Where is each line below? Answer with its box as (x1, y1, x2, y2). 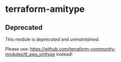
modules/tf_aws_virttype (5, 51, 55, 57)
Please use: (5, 46, 29, 52)
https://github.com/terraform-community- (29, 46, 116, 52)
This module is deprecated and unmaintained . (5, 36, 100, 42)
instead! (56, 51, 73, 57)
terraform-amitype (5, 3, 85, 15)
